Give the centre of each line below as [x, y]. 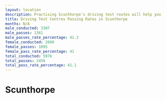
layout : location [23, 10]
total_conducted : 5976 [29, 56]
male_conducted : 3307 [28, 28]
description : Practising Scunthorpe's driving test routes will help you [83, 14]
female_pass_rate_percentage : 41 [40, 51]
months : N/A [17, 24]
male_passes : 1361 [24, 33]
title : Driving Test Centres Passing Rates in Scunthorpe [66, 19]
